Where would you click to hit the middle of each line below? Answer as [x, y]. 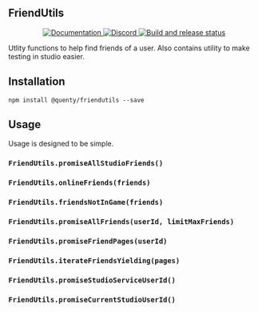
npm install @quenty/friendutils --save [77, 100]
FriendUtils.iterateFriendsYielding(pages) [94, 260]
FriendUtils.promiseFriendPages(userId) [88, 242]
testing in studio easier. [47, 56]
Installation [37, 82]
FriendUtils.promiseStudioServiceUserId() [92, 280]
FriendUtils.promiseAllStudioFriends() [86, 164]
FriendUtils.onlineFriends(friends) [79, 183]
